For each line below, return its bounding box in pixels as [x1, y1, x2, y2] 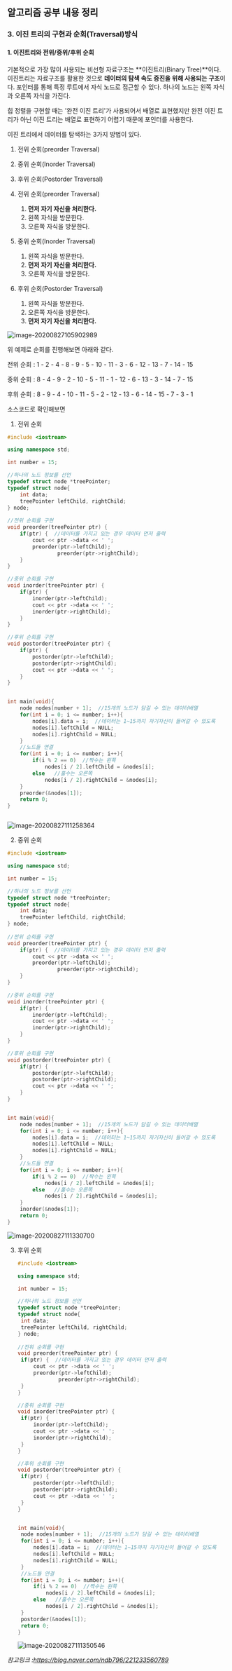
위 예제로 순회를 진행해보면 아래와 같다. [7, 345, 114, 353]
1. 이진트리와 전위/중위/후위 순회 [7, 48, 94, 56]
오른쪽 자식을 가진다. [14, 91, 71, 100]
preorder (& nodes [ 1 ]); [20, 790, 82, 797]
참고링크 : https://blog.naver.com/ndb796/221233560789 [7, 1656, 169, 1664]
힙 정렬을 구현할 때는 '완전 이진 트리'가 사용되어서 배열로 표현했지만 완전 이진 [7, 106, 216, 114]
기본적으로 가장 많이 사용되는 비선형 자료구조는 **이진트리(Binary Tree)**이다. [7, 65, 222, 74]
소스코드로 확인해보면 [7, 405, 66, 413]
